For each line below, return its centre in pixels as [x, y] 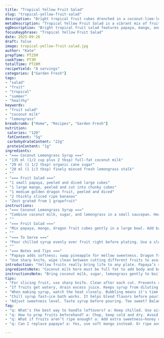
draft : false [18, 42]
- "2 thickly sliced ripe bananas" [41, 196]
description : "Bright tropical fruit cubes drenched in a [65, 19]
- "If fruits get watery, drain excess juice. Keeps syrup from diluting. [83, 288]
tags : [10, 78]
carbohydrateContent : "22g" [36, 142]
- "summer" [16, 96]
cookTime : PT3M [20, 60]
